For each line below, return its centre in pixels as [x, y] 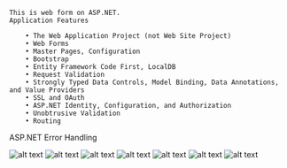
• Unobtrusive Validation [73, 113]
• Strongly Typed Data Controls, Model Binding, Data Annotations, [152, 82]
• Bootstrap [47, 59]
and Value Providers [47, 90]
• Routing [43, 121]
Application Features [49, 20]
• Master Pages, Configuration [83, 51]
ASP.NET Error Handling [53, 137]
